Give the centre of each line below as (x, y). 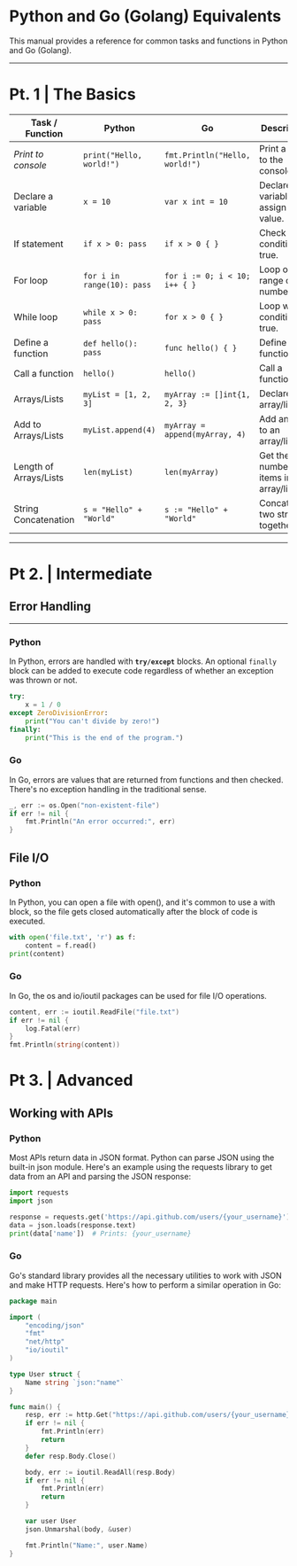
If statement (38, 244)
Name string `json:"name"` (75, 1383)
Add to (27, 425)
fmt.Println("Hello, (207, 155)
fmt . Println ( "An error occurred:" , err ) (100, 822)
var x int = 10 (196, 202)
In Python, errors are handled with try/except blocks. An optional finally (143, 661)
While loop (36, 316)
